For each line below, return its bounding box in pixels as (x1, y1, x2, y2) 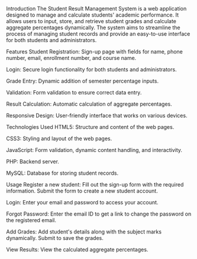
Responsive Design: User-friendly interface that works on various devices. (6, 112, 188, 119)
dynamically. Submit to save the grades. (6, 235, 104, 241)
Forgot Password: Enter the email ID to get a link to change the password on (6, 210, 192, 217)
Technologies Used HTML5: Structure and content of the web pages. (6, 124, 175, 130)
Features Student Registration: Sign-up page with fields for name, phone (6, 48, 183, 55)
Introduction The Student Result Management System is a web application (6, 5, 187, 12)
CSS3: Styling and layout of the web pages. (6, 135, 112, 142)
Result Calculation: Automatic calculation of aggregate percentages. (6, 100, 173, 108)
